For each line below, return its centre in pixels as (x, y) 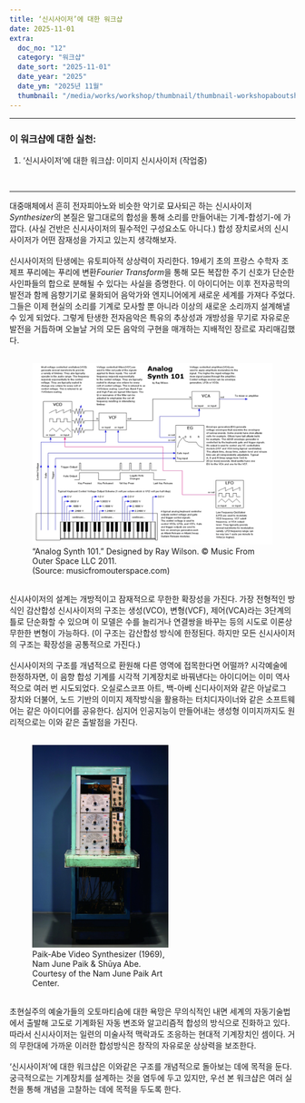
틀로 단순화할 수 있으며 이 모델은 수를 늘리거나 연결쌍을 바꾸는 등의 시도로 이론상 (151, 622)
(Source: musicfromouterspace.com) (101, 571)
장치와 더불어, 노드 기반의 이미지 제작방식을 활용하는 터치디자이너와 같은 (137, 700)
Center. (46, 983)
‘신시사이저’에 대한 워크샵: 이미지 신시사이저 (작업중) (115, 160)
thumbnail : (38, 95)
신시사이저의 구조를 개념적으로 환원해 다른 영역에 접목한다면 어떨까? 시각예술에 (148, 665)
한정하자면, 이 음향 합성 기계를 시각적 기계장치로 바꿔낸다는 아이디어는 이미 (142, 677)
